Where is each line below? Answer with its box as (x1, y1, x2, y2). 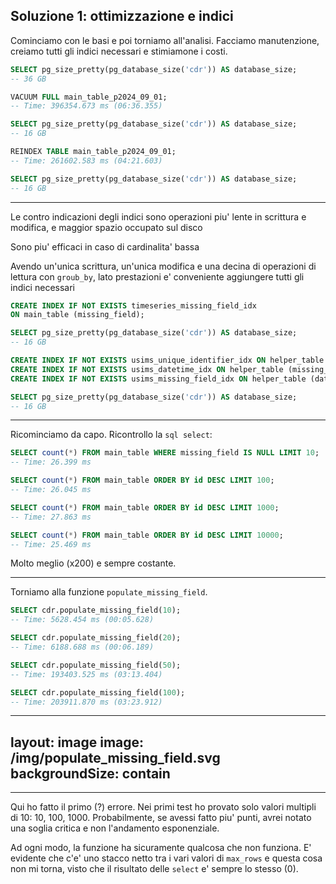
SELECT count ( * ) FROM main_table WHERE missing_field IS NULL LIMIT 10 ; (10, 448, 320, 458)
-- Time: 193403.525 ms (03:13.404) (10, 669, 163, 679)
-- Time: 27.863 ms (10, 512, 92, 522)
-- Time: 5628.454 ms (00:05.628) (10, 615, 155, 625)
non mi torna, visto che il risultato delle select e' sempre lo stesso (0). (10, 863, 299, 875)
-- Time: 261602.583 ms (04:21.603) (10, 155, 163, 166)
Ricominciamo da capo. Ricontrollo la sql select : (10, 429, 213, 441)
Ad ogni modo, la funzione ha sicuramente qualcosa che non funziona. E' (10, 842, 312, 854)
